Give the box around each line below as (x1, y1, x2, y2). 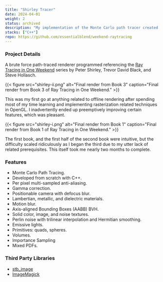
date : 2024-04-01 (5, 12, 41, 17)
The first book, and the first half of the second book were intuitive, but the (5, 136, 154, 142)
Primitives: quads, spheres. (12, 227, 67, 233)
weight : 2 (5, 16, 25, 21)
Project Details (5, 50, 41, 57)
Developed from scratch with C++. (12, 175, 82, 181)
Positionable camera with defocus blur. (12, 190, 91, 196)
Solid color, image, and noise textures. (12, 211, 89, 217)
